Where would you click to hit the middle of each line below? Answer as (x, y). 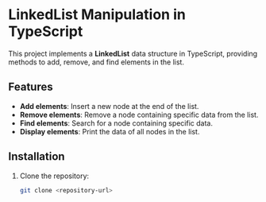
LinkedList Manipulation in (97, 15)
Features (31, 87)
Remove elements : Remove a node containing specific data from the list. (139, 115)
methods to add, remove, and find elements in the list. (96, 62)
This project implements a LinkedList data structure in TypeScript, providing (133, 53)
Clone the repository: (54, 176)
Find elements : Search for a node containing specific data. (116, 123)
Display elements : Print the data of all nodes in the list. (110, 131)
